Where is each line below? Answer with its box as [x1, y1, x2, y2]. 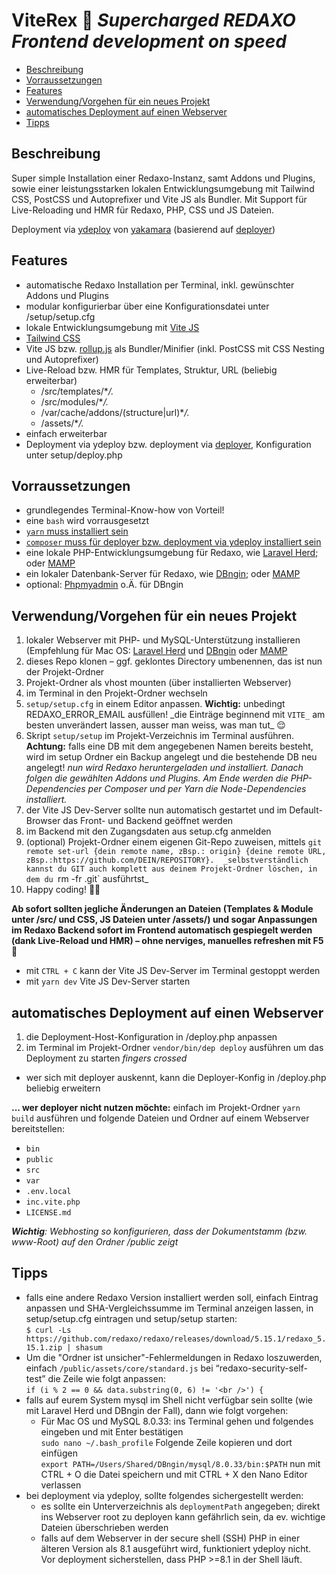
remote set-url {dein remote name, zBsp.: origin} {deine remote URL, [25, 847, 327, 857]
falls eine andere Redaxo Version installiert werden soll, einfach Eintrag [25, 1291, 319, 1303]
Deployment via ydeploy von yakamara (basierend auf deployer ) [11, 223, 276, 235]
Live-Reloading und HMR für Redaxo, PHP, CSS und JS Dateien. [11, 204, 275, 216]
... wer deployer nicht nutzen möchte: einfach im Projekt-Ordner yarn [11, 1102, 301, 1113]
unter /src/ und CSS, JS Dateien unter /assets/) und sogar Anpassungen [11, 914, 318, 926]
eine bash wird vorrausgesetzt [25, 515, 150, 527]
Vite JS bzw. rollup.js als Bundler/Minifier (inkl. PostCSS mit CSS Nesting [25, 342, 325, 354]
